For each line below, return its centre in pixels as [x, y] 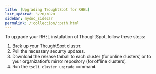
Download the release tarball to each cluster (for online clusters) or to [81, 57]
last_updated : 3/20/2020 [30, 14]
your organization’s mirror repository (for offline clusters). [69, 61]
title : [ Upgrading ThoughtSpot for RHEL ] [47, 9]
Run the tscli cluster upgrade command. [54, 67]
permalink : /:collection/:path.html [42, 23]
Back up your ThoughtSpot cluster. [47, 46]
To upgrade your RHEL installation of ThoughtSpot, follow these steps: [75, 37]
